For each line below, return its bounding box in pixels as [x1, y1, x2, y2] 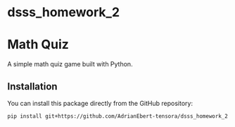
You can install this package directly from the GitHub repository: [7, 99, 193, 107]
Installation [7, 80, 58, 92]
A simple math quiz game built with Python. [7, 60, 133, 68]
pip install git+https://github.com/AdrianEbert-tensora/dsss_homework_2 [7, 112, 229, 120]
